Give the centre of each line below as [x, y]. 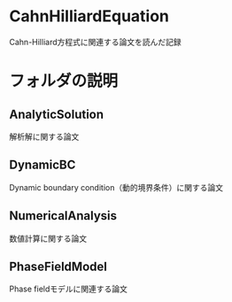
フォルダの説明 [64, 81]
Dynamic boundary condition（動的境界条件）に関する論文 [116, 187]
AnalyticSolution [57, 114]
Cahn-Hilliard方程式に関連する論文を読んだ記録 [95, 42]
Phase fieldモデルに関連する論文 [69, 289]
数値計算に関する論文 [48, 238]
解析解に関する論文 [44, 136]
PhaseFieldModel [58, 266]
